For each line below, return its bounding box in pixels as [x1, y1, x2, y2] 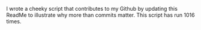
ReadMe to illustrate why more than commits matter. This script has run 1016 [6, 11, 195, 19]
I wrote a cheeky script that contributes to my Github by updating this [6, 5, 178, 12]
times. [6, 18, 22, 25]
